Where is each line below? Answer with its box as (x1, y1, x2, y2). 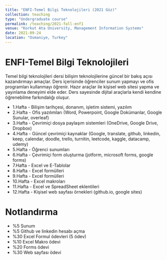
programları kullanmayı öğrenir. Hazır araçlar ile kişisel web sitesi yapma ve (5, 83, 160, 90)
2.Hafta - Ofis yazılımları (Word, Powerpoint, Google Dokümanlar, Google (12, 109, 162, 115)
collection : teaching (5, 12, 50, 17)
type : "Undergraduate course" (5, 16, 68, 21)
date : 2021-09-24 (5, 30, 41, 35)
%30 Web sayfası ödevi (12, 249, 61, 255)
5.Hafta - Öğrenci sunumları (12, 146, 70, 152)
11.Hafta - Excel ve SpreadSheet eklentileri (12, 183, 100, 190)
